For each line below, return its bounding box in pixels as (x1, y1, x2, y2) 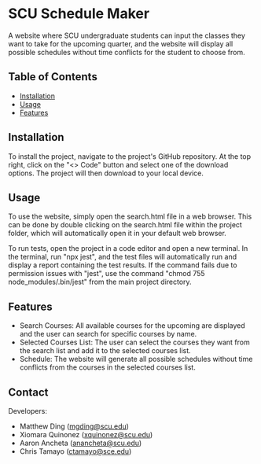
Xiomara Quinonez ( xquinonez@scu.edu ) (19, 430, 153, 439)
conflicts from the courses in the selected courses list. (19, 363, 197, 372)
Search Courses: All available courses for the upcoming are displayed (19, 321, 245, 330)
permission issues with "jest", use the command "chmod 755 (8, 269, 206, 278)
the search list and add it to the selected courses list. (19, 346, 191, 355)
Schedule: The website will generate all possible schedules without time (19, 355, 253, 364)
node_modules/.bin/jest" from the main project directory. (8, 277, 192, 287)
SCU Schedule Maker (8, 5, 150, 23)
